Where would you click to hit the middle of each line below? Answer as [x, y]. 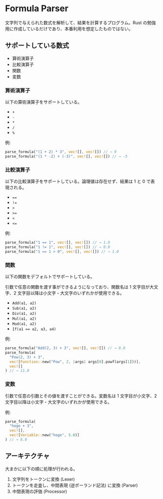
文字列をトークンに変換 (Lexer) [43, 479]
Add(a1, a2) [24, 303]
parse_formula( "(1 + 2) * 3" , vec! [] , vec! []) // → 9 [61, 152]
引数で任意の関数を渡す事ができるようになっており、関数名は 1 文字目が [77, 287]
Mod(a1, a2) [24, 324]
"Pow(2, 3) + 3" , [27, 357]
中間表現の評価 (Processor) [40, 491]
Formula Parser [37, 9]
